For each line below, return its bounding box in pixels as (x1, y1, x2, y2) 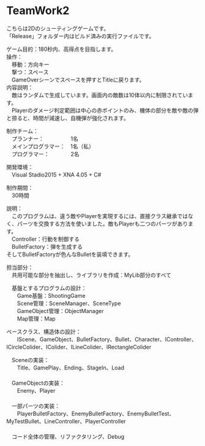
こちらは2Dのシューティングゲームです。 (6, 25, 109, 32)
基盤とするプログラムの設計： (11, 284, 87, 292)
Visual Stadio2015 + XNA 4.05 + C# (11, 171, 102, 178)
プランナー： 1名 (11, 135, 78, 142)
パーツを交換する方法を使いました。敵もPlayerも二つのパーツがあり (17, 220, 188, 227)
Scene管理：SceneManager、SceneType (17, 300, 121, 307)
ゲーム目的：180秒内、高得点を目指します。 (6, 45, 117, 53)
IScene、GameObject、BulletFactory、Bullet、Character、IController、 (17, 335, 197, 343)
